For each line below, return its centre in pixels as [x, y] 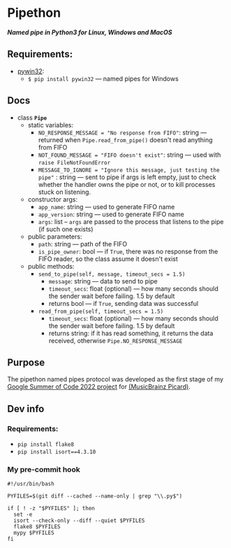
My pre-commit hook [44, 469]
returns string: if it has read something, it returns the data [131, 333]
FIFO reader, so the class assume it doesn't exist [108, 259]
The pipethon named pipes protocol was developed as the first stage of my [115, 379]
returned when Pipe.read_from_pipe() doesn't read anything [125, 140]
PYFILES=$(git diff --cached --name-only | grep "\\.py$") [95, 496]
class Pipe [32, 118]
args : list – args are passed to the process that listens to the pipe [131, 221]
